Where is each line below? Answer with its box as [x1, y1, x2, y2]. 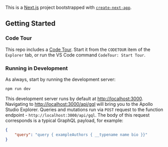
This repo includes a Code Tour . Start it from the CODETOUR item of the [5, 46, 151, 52]
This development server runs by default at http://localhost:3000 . [5, 95, 143, 102]
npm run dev [5, 86, 31, 91]
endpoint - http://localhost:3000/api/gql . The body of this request [5, 112, 150, 118]
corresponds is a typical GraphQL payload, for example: [5, 117, 123, 123]
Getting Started [5, 19, 56, 28]
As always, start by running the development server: [5, 76, 116, 82]
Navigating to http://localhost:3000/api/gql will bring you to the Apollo [5, 101, 153, 107]
